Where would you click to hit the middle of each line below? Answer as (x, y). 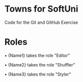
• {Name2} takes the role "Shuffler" (40, 65)
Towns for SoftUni (41, 9)
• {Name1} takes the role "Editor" (37, 55)
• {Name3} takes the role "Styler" (38, 74)
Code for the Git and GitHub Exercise (41, 22)
